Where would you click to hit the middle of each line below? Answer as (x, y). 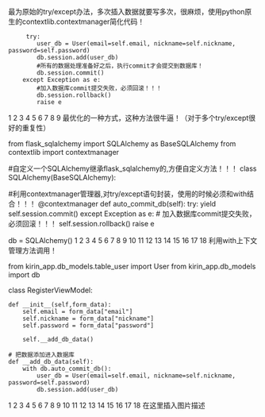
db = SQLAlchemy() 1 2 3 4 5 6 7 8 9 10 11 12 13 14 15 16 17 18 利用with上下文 (133, 240)
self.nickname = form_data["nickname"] (88, 319)
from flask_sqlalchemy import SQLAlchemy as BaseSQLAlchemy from (122, 144)
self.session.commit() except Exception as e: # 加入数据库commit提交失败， (132, 214)
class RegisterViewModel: (50, 290)
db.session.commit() (71, 73)
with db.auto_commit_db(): (67, 369)
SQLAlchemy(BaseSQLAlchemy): (62, 178)
